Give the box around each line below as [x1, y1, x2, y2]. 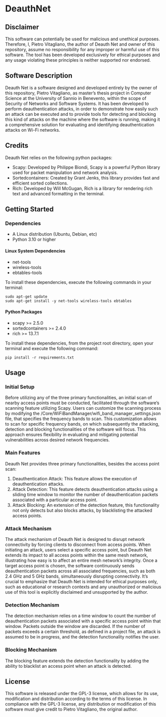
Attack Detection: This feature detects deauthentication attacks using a [12, 486, 158, 492]
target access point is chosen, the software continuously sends [5, 563, 135, 568]
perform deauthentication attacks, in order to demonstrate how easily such [5, 105, 158, 112]
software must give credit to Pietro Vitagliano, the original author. [5, 707, 138, 713]
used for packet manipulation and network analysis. [12, 170, 118, 176]
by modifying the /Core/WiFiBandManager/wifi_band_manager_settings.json [5, 411, 161, 417]
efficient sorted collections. [12, 180, 68, 186]
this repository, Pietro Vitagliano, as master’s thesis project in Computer [5, 90, 152, 96]
